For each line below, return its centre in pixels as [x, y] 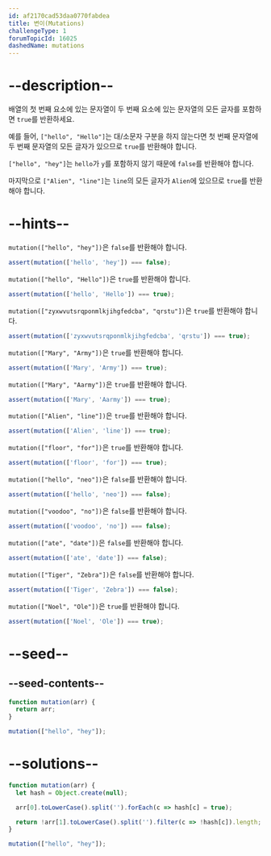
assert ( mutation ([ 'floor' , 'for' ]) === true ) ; [88, 463]
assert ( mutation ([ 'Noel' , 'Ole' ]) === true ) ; [86, 621]
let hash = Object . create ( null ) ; [72, 793]
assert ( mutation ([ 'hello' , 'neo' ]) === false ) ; [90, 495]
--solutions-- [54, 764]
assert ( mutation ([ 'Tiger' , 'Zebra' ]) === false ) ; [94, 590]
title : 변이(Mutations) [46, 23]
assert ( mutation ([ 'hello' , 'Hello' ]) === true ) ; [92, 294]
